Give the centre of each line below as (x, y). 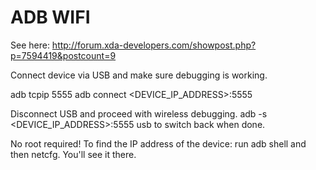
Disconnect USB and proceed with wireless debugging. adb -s (139, 113)
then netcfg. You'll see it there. (73, 154)
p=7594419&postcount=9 (63, 55)
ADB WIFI (50, 17)
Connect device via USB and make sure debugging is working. (139, 75)
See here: (30, 45)
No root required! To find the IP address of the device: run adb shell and (158, 143)
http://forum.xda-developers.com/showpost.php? (154, 45)
